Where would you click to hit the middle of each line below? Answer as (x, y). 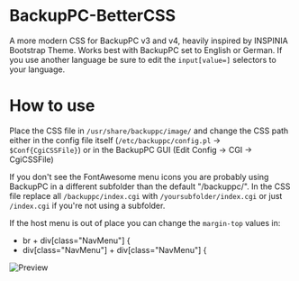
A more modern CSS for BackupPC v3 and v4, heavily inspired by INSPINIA (149, 41)
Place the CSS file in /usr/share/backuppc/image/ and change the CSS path (149, 131)
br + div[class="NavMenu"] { (76, 240)
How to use (52, 106)
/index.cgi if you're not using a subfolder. (87, 205)
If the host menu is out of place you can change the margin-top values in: (145, 222)
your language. (37, 69)
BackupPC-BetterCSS (93, 16)
